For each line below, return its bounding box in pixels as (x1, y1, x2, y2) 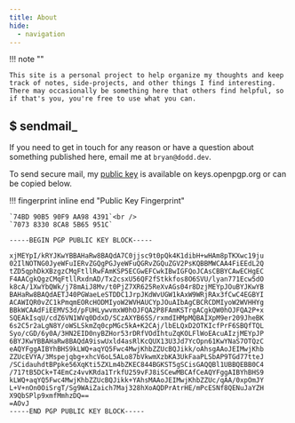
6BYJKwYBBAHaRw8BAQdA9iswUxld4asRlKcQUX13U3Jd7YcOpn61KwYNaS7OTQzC (9, 337, 265, 347)
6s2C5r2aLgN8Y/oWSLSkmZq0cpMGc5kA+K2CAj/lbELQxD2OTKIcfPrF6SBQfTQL (9, 322, 265, 331)
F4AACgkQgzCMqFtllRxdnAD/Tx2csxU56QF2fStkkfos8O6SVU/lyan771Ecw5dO (9, 275, 265, 284)
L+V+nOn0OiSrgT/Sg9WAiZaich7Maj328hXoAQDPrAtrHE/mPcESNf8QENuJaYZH (9, 384, 265, 393)
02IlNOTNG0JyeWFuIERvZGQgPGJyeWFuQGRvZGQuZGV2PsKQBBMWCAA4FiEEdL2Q (9, 259, 265, 268)
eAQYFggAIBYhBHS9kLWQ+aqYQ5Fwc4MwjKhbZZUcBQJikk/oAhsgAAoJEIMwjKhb (9, 345, 265, 354)
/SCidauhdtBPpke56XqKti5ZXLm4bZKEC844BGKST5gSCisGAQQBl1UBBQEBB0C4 (9, 361, 265, 370)
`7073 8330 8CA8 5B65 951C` (9, 220, 114, 229)
